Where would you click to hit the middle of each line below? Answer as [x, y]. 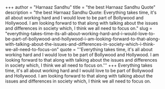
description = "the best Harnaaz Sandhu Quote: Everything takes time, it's [81, 12]
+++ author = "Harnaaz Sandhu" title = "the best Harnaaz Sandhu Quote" [80, 7]
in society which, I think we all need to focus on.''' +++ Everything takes [79, 65]
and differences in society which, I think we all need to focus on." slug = [79, 28]
